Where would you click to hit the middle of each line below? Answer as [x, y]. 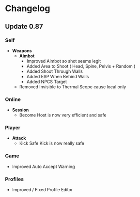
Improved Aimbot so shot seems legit [64, 61]
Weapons [22, 50]
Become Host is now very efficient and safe [63, 115]
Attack [19, 138]
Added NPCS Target [47, 82]
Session [20, 110]
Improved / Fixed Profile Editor [42, 190]
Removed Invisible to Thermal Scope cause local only [73, 87]
